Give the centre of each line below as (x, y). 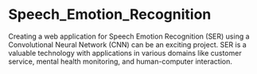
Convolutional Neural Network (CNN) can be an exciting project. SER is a (127, 44)
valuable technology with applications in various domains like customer (125, 53)
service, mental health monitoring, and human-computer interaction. (121, 61)
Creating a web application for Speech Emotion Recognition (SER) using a (129, 36)
